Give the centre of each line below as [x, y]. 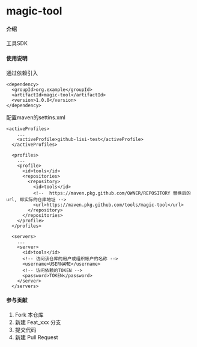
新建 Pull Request [36, 337]
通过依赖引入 [22, 73]
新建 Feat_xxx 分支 [38, 322]
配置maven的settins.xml [36, 117]
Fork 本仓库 [29, 314]
